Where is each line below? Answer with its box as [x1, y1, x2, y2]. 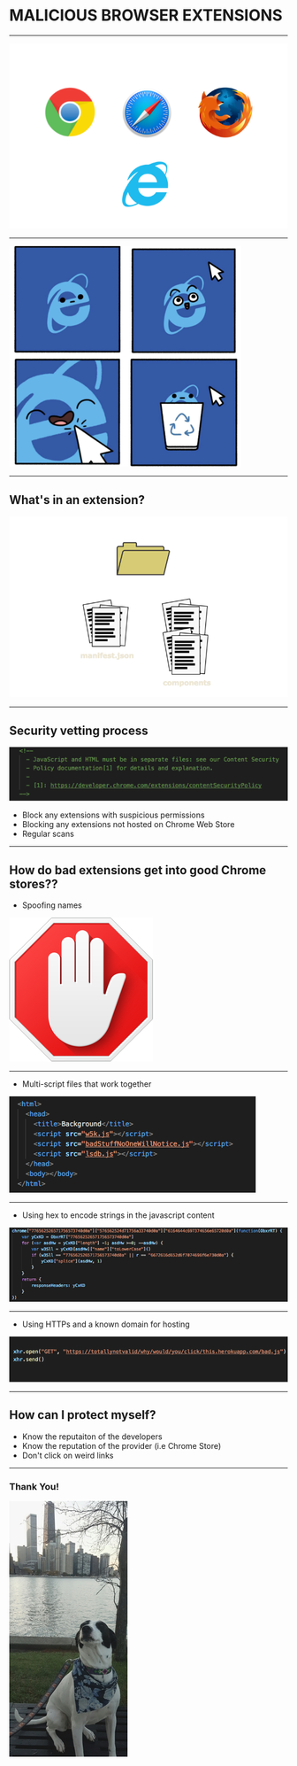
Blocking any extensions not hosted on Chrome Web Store [21, 819, 235, 830]
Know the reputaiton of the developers [21, 1431, 163, 1442]
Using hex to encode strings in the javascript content [21, 1210, 215, 1220]
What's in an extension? [9, 492, 146, 507]
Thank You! [9, 1480, 60, 1492]
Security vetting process [9, 723, 148, 738]
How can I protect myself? [9, 1407, 156, 1422]
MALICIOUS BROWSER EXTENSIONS [9, 5, 283, 26]
